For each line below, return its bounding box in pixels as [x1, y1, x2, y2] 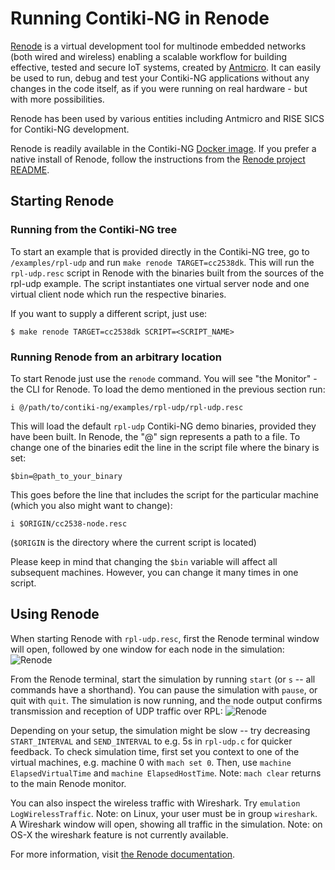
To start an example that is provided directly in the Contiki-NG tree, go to [10, 245, 310, 257]
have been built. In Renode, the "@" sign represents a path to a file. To [10, 430, 301, 442]
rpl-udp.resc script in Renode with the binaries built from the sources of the [10, 267, 325, 279]
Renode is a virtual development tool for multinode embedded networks [10, 40, 307, 52]
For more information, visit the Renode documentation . [10, 848, 236, 860]
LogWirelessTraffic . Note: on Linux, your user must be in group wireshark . [10, 807, 318, 819]
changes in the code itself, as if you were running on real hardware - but [10, 82, 308, 94]
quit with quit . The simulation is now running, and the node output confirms [10, 694, 323, 706]
